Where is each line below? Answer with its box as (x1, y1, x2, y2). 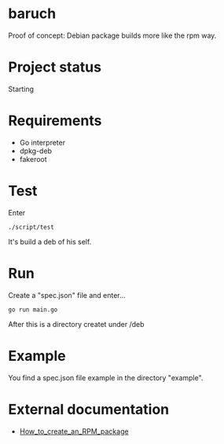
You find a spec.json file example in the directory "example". (8, 372, 204, 382)
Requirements (8, 112, 102, 130)
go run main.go (8, 306, 58, 314)
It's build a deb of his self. (8, 237, 92, 246)
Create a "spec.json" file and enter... (8, 290, 126, 299)
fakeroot (19, 154, 47, 163)
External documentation (8, 400, 170, 418)
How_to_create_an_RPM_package (19, 426, 129, 436)
